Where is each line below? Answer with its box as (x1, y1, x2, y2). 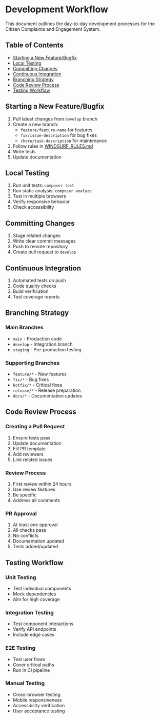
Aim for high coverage (12, 596, 60, 602)
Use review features (12, 486, 55, 492)
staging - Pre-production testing (12, 346, 82, 352)
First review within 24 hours (12, 481, 72, 487)
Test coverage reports (12, 294, 60, 299)
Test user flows (12, 656, 46, 662)
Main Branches (5, 324, 44, 331)
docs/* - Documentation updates (12, 392, 82, 398)
